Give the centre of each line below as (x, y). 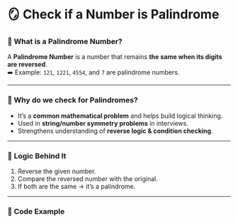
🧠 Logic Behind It (37, 156)
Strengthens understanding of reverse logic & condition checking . (115, 131)
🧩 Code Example (36, 211)
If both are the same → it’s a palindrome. (76, 187)
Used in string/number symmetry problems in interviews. (103, 123)
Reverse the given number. (57, 171)
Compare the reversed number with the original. (87, 179)
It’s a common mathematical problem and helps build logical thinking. (120, 116)
